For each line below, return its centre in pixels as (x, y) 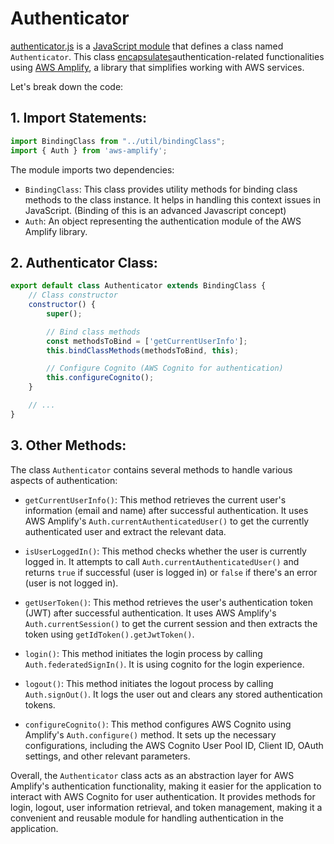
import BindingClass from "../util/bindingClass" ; (118, 141)
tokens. (40, 704)
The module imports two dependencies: (92, 169)
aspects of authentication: (64, 480)
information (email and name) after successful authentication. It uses (166, 510)
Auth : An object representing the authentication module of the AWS (163, 221)
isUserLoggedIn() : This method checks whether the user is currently (165, 551)
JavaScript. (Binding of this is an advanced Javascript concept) (155, 210)
